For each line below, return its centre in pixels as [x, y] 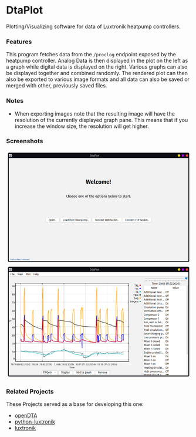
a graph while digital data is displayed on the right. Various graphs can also [97, 67]
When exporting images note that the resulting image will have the [94, 114]
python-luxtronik [35, 422]
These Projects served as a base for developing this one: [75, 404]
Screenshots [25, 141]
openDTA [26, 416]
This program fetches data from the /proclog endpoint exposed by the [91, 55]
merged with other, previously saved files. [57, 86]
